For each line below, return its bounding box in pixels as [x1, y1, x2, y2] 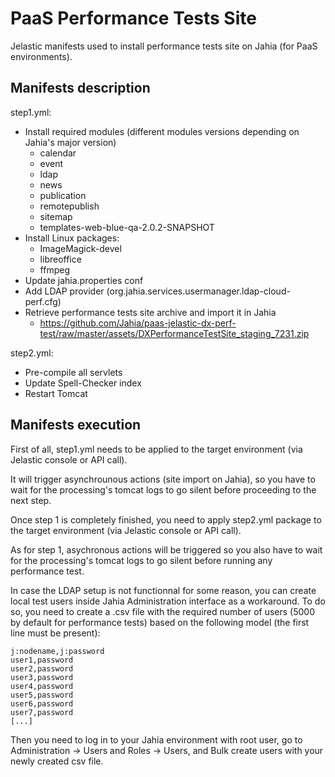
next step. [10, 494, 52, 506]
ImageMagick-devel [39, 242, 122, 254]
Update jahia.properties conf [24, 274, 144, 286]
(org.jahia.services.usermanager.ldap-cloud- [106, 285, 291, 297]
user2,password [10, 663, 74, 674]
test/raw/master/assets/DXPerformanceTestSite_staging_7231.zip [39, 327, 310, 339]
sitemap [39, 210, 73, 222]
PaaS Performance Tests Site [10, 7, 257, 30]
